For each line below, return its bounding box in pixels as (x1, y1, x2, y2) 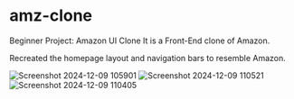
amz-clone (9, 5, 93, 26)
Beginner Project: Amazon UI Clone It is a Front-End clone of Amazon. (9, 35, 270, 46)
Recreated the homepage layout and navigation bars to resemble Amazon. (9, 52, 287, 63)
